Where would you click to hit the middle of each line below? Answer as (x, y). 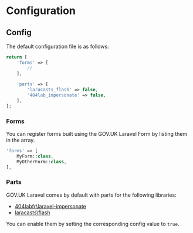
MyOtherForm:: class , (42, 162)
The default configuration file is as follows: (58, 46)
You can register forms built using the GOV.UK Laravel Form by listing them (97, 134)
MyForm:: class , (35, 156)
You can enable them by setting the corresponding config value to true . (93, 224)
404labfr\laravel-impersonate (50, 206)
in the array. (21, 140)
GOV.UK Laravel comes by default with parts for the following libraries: (92, 195)
